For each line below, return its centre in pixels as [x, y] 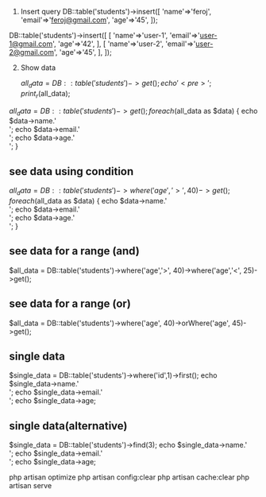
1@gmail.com [31, 44]
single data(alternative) [68, 426]
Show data [38, 68]
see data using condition [71, 171]
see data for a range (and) [74, 251]
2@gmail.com [32, 52]
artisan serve [31, 486]
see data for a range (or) [70, 304]
